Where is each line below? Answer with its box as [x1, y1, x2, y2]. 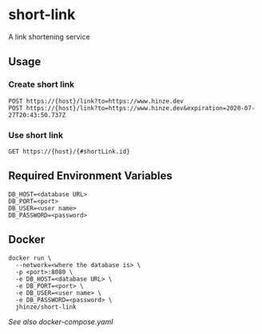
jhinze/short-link [15, 303, 77, 311]
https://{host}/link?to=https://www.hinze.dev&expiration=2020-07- [26, 104, 256, 112]
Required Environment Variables [8, 169, 173, 183]
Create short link [8, 79, 74, 90]
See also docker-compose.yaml [8, 316, 113, 326]
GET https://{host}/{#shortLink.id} [8, 147, 130, 155]
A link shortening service [8, 32, 90, 41]
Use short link [8, 129, 64, 140]
